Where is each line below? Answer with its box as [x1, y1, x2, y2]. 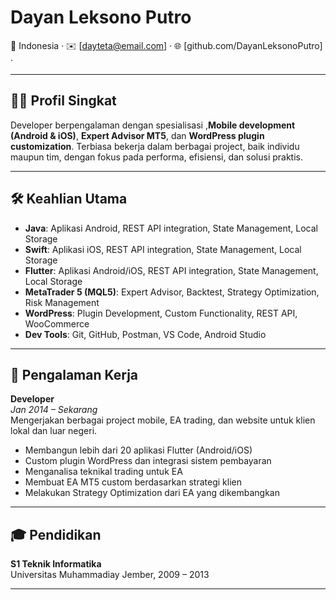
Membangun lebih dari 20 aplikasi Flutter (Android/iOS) [24, 444, 253, 456]
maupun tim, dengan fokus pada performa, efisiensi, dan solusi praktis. [10, 151, 303, 163]
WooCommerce [24, 317, 90, 330]
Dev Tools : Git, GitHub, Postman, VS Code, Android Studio [24, 328, 267, 340]
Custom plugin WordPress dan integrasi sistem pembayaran [24, 455, 272, 467]
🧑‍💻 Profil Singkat [10, 92, 117, 110]
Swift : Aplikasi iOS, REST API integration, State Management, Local [24, 243, 302, 255]
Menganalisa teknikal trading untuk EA [24, 466, 183, 478]
